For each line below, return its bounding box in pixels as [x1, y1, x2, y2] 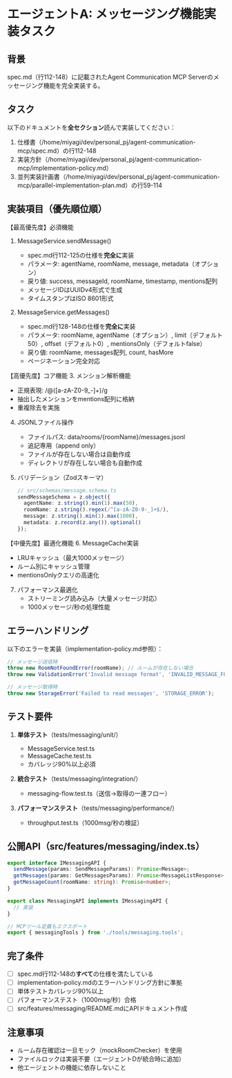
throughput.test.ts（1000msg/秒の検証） [27, 818, 144, 827]
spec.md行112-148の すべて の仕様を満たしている [17, 970, 154, 978]
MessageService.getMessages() [17, 308, 110, 316]
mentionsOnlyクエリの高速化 [17, 570, 99, 579]
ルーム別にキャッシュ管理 [17, 562, 90, 570]
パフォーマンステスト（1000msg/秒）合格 [17, 996, 137, 1004]
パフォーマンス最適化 [17, 585, 78, 594]
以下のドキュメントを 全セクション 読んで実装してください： [7, 123, 176, 131]
